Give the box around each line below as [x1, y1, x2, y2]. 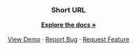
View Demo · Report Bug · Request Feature [7, 36, 130, 44]
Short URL [51, 5, 86, 14]
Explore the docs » [41, 21, 96, 29]
